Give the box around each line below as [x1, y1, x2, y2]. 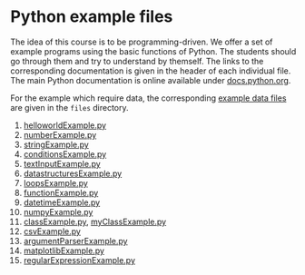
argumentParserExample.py [23, 235, 128, 246]
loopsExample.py [23, 177, 89, 188]
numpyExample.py [23, 206, 93, 217]
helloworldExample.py [23, 120, 107, 131]
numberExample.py [23, 129, 97, 140]
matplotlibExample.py [23, 245, 105, 256]
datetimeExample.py [23, 197, 101, 208]
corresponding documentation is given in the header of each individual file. [10, 65, 291, 76]
